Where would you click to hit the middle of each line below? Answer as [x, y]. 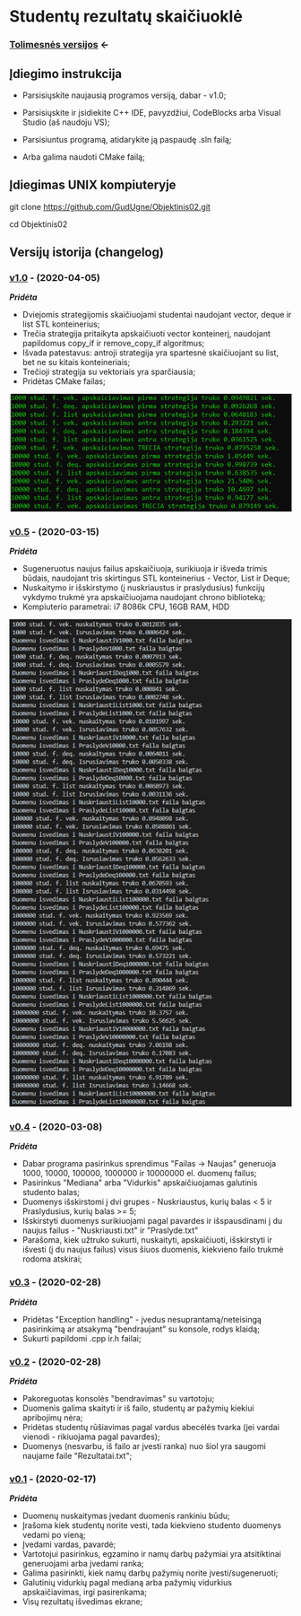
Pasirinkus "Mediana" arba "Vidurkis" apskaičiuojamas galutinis [140, 1183]
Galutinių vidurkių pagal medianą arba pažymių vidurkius [127, 1583]
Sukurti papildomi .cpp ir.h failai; [82, 1338]
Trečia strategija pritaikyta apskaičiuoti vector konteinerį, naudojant [146, 334]
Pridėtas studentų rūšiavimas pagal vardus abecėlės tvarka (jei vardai [151, 1427]
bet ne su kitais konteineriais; [76, 363]
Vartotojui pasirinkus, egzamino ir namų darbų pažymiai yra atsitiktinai [152, 1554]
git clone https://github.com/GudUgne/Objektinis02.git [110, 206]
